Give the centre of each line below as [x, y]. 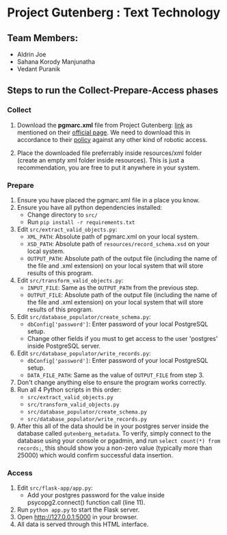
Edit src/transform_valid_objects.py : [70, 280]
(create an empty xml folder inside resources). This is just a [101, 160]
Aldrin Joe [31, 54]
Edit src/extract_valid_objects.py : [67, 229]
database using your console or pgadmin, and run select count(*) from [119, 440]
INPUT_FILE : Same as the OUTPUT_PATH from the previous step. [113, 287]
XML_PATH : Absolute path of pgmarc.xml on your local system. [113, 236]
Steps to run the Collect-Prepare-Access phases [113, 91]
